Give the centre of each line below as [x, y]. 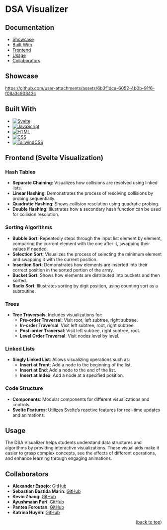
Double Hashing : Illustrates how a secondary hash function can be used [86, 209]
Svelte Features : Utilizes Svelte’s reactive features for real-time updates [86, 410]
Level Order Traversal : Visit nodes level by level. [70, 336]
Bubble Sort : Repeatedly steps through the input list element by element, [87, 238]
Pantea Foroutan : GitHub [38, 507]
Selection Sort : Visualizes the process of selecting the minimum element [87, 254]
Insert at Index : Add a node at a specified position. [72, 375]
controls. [21, 404]
